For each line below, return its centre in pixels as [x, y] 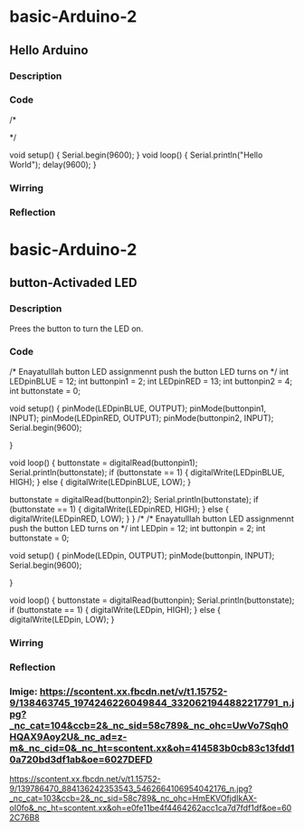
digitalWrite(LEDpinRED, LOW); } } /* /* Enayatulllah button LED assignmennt [152, 519]
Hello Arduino [49, 50]
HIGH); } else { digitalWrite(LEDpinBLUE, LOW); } [100, 482]
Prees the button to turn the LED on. [76, 329]
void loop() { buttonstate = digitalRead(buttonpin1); [104, 463]
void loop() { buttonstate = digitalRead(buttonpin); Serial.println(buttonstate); [152, 600]
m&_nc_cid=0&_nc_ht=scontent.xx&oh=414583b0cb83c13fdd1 [152, 748]
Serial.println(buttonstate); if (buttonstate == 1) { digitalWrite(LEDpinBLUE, [147, 472]
